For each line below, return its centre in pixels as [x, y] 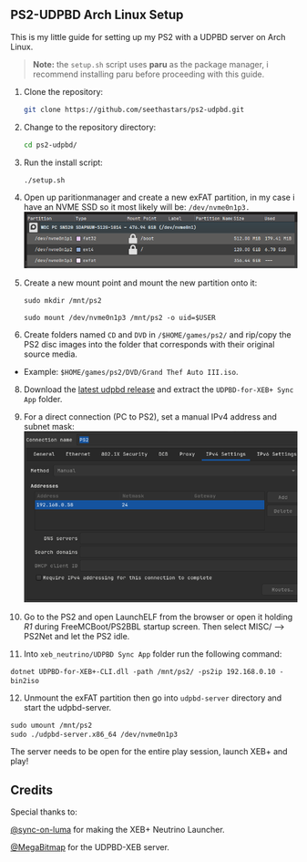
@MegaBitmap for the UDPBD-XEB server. [90, 847]
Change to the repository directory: [90, 127]
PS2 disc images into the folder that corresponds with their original [149, 345]
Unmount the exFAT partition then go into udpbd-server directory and [153, 698]
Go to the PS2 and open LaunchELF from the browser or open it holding [158, 617]
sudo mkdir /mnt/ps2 [62, 301]
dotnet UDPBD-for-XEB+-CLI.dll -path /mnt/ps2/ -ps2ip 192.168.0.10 [143, 672]
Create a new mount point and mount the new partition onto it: [140, 283]
